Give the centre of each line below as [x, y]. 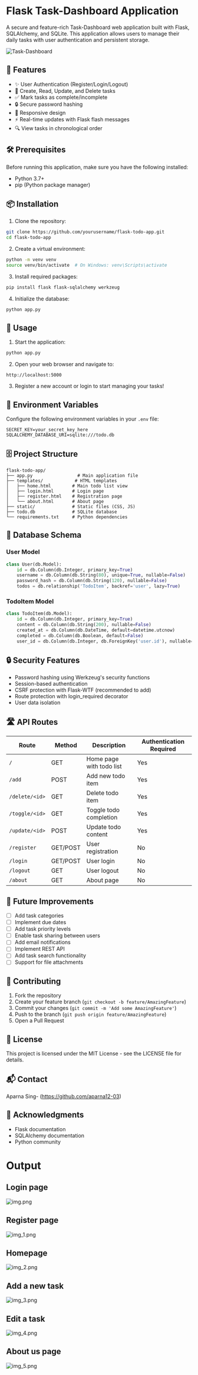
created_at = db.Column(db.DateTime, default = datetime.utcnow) [96, 630]
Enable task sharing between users [57, 935]
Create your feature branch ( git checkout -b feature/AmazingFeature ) [100, 1002]
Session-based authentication [51, 684]
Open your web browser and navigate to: [64, 364]
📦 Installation [32, 204]
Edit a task [26, 1318]
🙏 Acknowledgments [45, 1115]
